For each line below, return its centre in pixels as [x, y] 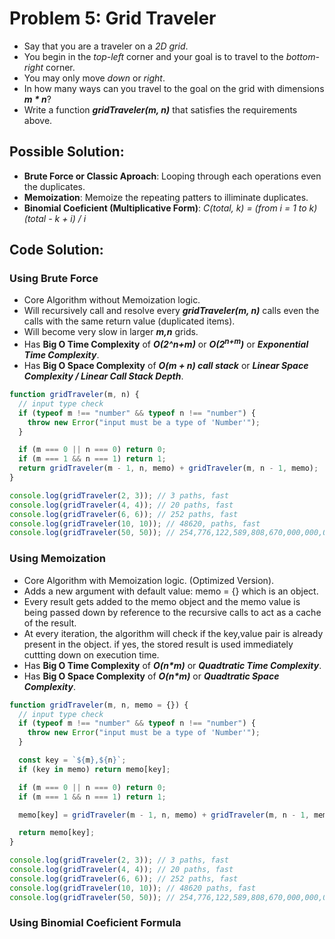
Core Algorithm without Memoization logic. [112, 300]
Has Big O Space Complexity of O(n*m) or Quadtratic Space [151, 676]
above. [38, 120]
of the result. [50, 623]
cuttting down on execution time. [91, 654]
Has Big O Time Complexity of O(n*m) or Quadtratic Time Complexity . [172, 665]
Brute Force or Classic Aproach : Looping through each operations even [172, 176]
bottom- [302, 56]
